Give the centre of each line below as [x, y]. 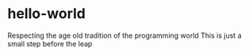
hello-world [47, 14]
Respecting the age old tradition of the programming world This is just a [125, 35]
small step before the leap [50, 43]
